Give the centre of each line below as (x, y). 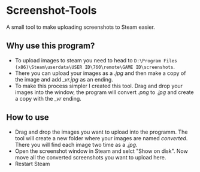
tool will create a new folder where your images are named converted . (101, 138)
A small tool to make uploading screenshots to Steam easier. (81, 27)
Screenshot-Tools (51, 10)
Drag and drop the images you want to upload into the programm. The (101, 132)
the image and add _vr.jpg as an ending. (64, 79)
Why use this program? (51, 46)
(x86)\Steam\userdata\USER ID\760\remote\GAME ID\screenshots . (95, 67)
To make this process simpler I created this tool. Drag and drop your (99, 86)
